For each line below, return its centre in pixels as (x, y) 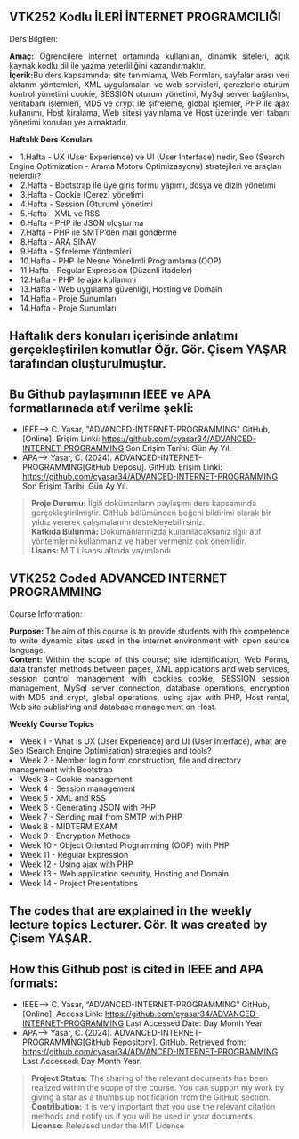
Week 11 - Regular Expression (75, 854)
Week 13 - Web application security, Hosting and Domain (125, 873)
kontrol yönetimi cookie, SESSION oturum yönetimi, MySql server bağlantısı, (149, 93)
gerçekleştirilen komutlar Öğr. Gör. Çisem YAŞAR (148, 350)
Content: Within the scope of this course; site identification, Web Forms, (149, 659)
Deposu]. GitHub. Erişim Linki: (167, 467)
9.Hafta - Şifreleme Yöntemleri (76, 251)
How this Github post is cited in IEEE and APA (137, 969)
